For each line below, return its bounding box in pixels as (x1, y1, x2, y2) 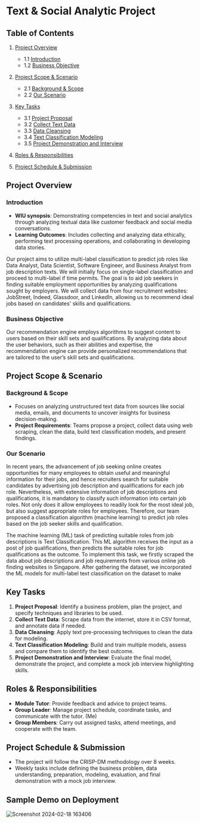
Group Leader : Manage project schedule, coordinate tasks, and (14, 706, 172, 713)
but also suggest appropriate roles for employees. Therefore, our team (6, 507, 180, 514)
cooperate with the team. (14, 725, 77, 732)
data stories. (14, 243, 46, 251)
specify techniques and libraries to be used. (14, 609, 124, 617)
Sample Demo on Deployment (6, 794, 119, 805)
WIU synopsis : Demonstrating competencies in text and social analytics (14, 212, 193, 219)
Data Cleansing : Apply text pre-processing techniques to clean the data (14, 628, 193, 635)
